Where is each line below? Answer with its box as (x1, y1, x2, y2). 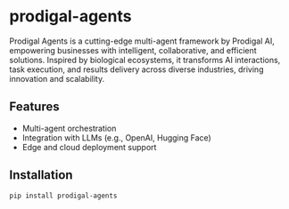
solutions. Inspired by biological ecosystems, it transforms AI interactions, (9, 54, 281, 65)
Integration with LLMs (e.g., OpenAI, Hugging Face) (21, 132, 211, 143)
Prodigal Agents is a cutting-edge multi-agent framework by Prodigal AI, (9, 36, 275, 46)
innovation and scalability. (9, 73, 105, 84)
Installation (9, 167, 73, 183)
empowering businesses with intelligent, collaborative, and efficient (9, 44, 257, 55)
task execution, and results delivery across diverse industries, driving (9, 64, 264, 75)
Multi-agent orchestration (21, 123, 117, 133)
